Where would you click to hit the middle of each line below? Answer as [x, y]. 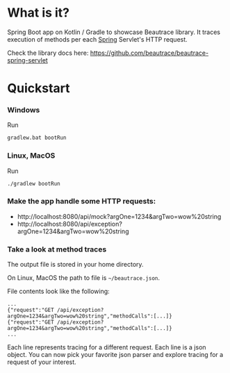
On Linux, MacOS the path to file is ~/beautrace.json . [83, 278]
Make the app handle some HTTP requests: [82, 201]
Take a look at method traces [57, 249]
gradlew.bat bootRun [37, 138]
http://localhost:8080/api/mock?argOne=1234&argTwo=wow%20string [119, 216]
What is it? [39, 13]
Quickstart [39, 89]
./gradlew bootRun [34, 183]
